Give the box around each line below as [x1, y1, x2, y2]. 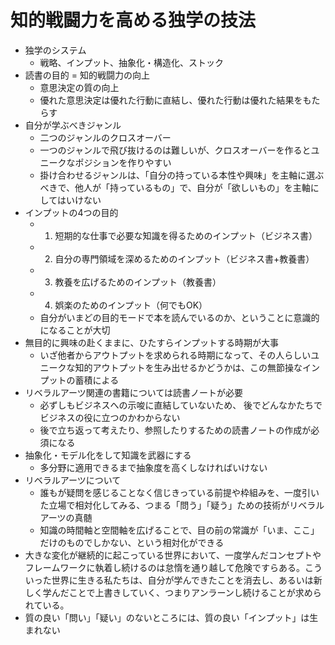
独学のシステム [24, 44, 87, 56]
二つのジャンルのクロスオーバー [39, 131, 172, 143]
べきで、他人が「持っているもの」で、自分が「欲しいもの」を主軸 [39, 181, 311, 193]
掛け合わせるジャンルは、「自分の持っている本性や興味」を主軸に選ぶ [39, 169, 325, 181]
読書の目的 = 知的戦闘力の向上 [24, 69, 150, 81]
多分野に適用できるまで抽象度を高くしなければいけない [39, 461, 268, 473]
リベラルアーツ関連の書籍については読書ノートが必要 [24, 386, 243, 398]
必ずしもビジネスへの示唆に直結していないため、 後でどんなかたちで [39, 399, 323, 411]
